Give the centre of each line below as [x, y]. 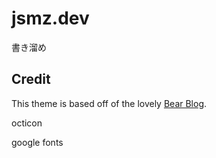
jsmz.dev [50, 18]
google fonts [37, 142]
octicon [27, 123]
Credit [31, 79]
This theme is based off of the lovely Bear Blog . [109, 103]
